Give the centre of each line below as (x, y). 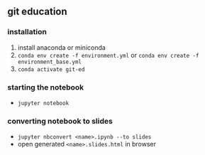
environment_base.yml (49, 62)
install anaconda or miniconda (62, 47)
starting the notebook (46, 87)
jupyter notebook (43, 103)
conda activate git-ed (51, 69)
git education (37, 12)
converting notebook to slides (60, 121)
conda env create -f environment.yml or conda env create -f (108, 55)
